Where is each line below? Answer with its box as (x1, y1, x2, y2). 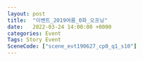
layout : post (7, 10, 46, 18)
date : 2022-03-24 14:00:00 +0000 (7, 23, 112, 30)
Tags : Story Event (7, 36, 61, 43)
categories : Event (7, 29, 61, 37)
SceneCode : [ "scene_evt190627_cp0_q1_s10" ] (7, 43, 137, 50)
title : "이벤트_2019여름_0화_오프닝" (7, 17, 108, 24)
